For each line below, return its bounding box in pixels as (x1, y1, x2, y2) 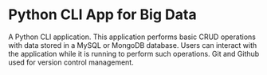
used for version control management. (8, 57, 134, 67)
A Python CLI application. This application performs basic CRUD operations (8, 32, 257, 41)
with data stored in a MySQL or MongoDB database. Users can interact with (8, 40, 257, 49)
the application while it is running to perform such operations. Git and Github (8, 49, 260, 58)
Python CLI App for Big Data (8, 6, 197, 24)
